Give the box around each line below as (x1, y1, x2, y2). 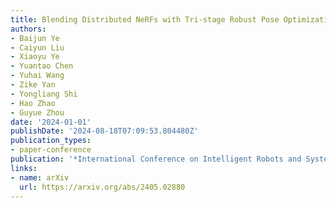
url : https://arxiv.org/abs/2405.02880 (19, 182, 186, 192)
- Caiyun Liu (10, 42, 65, 53)
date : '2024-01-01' (10, 117, 92, 127)
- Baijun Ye (10, 33, 60, 43)
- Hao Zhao (10, 98, 56, 108)
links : (10, 163, 38, 173)
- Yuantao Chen (10, 61, 74, 71)
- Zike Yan (10, 80, 56, 90)
